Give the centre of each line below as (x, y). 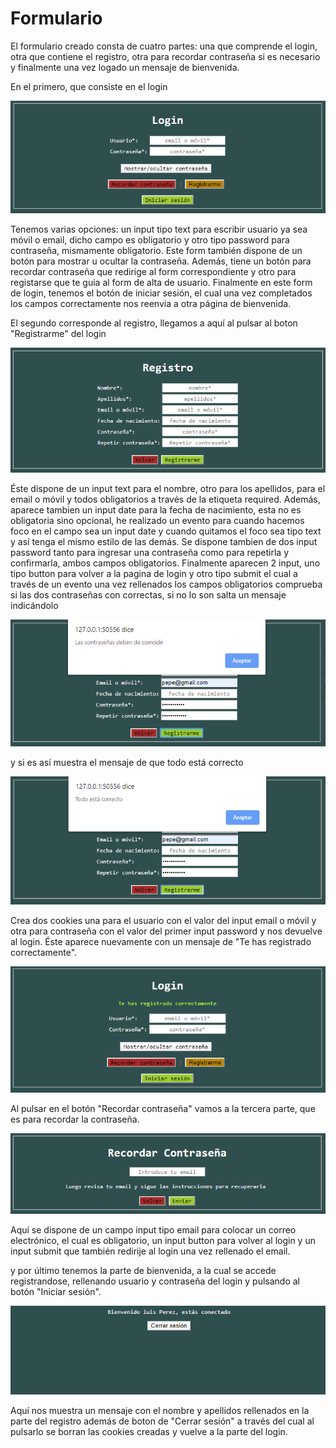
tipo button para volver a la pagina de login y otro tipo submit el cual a (154, 574)
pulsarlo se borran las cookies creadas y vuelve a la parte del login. (149, 1432)
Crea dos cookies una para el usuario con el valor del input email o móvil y (163, 920)
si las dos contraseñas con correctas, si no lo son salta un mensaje (148, 595)
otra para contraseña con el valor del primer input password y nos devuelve (166, 931)
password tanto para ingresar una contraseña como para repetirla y (150, 553)
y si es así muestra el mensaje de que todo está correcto (127, 762)
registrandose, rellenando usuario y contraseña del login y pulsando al (155, 1281)
